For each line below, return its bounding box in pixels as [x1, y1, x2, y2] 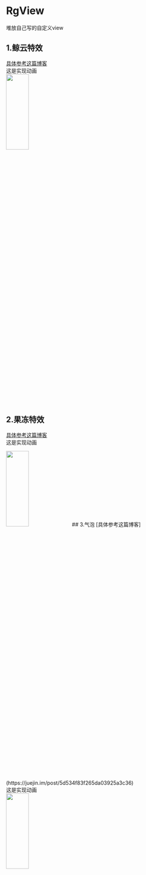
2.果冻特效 [6, 415, 45, 425]
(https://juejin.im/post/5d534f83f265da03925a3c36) [6, 779, 134, 786]
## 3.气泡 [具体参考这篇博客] [72, 521, 141, 528]
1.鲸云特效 [6, 43, 43, 53]
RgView [6, 4, 45, 18]
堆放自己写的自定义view [6, 24, 64, 31]
